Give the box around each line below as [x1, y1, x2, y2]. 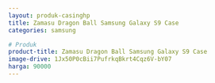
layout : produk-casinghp [8, 11, 90, 20]
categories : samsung [8, 26, 77, 34]
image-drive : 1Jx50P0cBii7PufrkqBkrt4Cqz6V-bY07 [8, 55, 172, 63]
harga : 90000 [8, 62, 52, 71]
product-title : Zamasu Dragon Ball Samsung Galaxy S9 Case [8, 48, 208, 56]
